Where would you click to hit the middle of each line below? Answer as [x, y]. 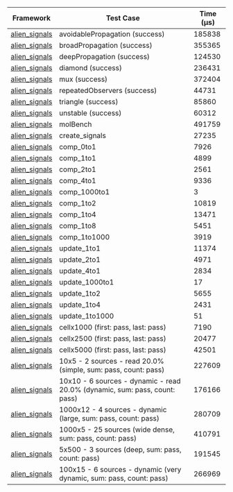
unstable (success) [90, 113]
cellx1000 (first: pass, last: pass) [112, 327]
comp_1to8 [77, 226]
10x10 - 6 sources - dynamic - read [120, 381]
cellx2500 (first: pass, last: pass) [112, 338]
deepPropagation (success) [104, 57]
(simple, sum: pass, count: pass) [112, 370]
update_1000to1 [86, 282]
